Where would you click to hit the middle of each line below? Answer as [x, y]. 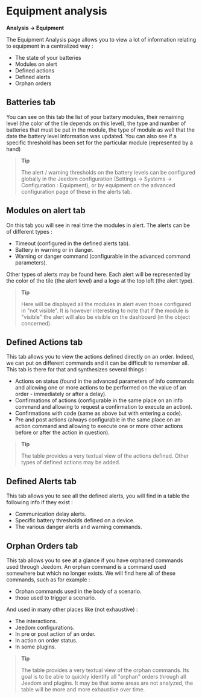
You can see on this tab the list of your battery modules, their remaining [95, 117]
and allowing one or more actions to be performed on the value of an [100, 388]
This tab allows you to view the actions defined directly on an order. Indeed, [100, 357]
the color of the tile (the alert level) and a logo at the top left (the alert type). [100, 280]
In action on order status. [46, 640]
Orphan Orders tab [42, 546]
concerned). [36, 323]
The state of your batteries [48, 57]
